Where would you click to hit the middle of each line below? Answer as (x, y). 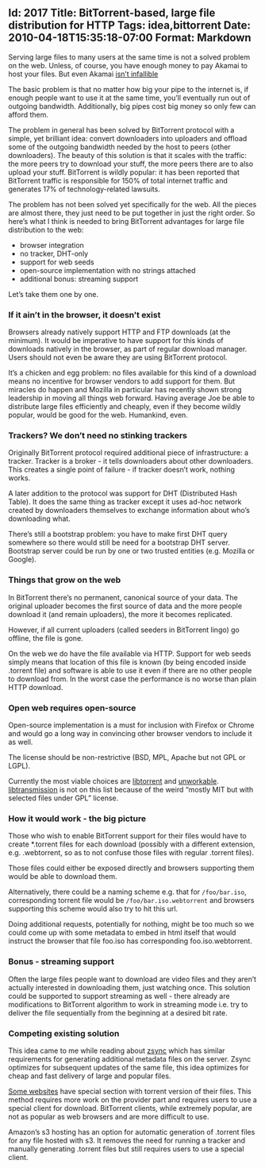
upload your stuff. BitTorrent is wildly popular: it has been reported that (124, 172)
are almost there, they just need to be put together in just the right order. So (132, 213)
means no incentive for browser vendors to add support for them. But (122, 381)
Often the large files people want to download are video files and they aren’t (132, 979)
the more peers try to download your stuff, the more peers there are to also (131, 164)
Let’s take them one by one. (54, 294)
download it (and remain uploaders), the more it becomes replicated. (120, 614)
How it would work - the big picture (77, 819)
